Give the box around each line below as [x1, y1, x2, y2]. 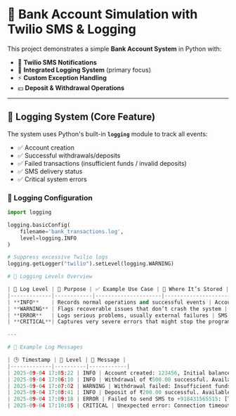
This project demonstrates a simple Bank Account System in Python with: [7, 44, 222, 53]
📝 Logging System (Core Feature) [7, 111, 156, 123]
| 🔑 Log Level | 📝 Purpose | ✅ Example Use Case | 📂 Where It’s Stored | [7, 286, 230, 293]
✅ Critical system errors [17, 175, 88, 183]
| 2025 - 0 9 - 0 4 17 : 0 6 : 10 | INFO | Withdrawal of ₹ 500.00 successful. [7, 376, 209, 383]
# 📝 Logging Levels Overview [7, 273, 93, 280]
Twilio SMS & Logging [7, 21, 137, 37]
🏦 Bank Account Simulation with [7, 6, 198, 22]
